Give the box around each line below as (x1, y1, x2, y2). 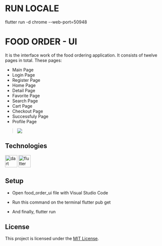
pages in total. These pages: (5, 57, 62, 63)
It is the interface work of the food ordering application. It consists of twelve (5, 52, 158, 58)
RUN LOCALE (5, 3, 59, 14)
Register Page (12, 77, 40, 83)
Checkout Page (12, 108, 43, 114)
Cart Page (12, 103, 33, 109)
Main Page (12, 67, 34, 73)
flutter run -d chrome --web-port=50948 (5, 19, 88, 25)
